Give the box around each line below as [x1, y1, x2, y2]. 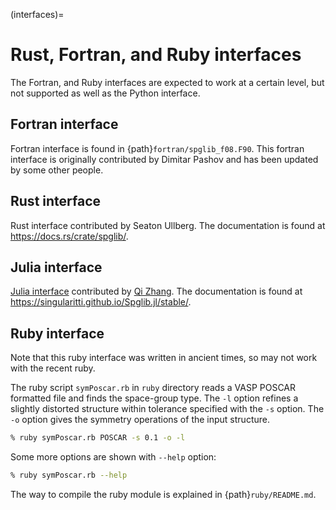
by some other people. [10, 164, 104, 176]
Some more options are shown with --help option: [10, 451, 217, 463]
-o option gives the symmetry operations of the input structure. [10, 414, 270, 426]
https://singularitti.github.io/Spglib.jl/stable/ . [10, 296, 192, 308]
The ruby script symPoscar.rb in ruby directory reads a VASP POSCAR [10, 382, 297, 394]
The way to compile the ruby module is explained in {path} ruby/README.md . [10, 488, 317, 500]
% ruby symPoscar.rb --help [10, 470, 128, 481]
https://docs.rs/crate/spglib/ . [10, 230, 129, 242]
